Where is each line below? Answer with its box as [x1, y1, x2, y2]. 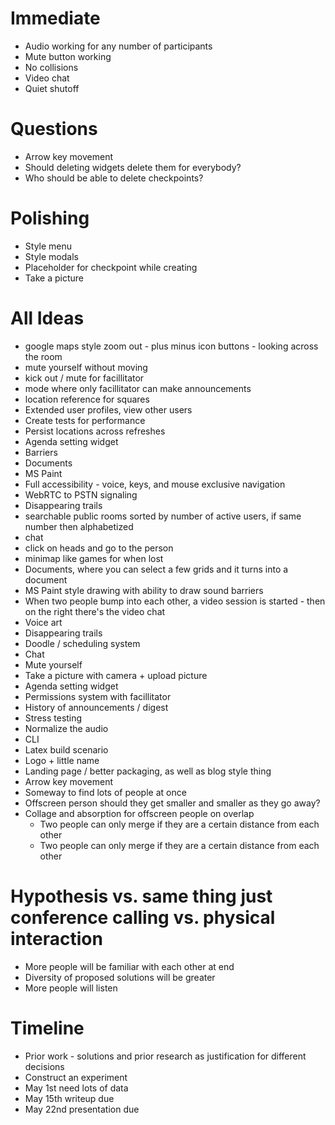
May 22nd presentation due [24, 1103, 140, 1115]
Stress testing [24, 712, 83, 724]
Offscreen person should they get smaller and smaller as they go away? [24, 797, 321, 809]
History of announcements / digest [24, 701, 169, 713]
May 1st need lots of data [24, 1082, 129, 1094]
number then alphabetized [24, 520, 134, 532]
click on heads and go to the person [24, 542, 174, 554]
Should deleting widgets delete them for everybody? [24, 161, 242, 173]
